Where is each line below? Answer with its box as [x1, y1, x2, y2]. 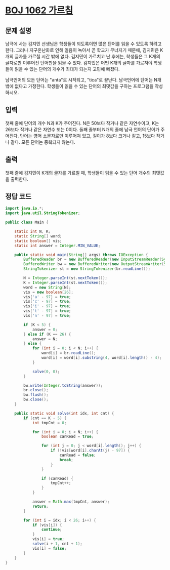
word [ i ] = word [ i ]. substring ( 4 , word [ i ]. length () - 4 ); [41, 355, 162, 360]
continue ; [41, 527, 62, 532]
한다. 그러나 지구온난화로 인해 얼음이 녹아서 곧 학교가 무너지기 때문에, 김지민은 [5, 47, 159, 53]
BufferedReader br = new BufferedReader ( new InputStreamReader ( [23, 257, 162, 262]
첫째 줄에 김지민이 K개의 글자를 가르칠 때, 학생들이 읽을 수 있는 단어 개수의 [5, 170, 151, 176]
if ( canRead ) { [41, 476, 73, 481]
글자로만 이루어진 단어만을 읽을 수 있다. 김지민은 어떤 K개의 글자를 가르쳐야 [5, 60, 153, 66]
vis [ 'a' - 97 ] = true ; [23, 294, 71, 299]
